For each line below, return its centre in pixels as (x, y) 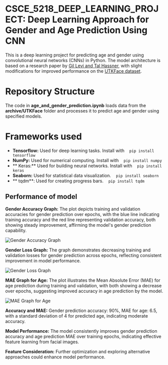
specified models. (24, 116)
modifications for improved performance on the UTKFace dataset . (73, 71)
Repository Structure (50, 92)
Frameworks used (44, 137)
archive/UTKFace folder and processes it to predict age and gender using (82, 111)
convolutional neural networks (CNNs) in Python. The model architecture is (83, 60)
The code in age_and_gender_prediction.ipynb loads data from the (76, 105)
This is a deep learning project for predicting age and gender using (75, 55)
